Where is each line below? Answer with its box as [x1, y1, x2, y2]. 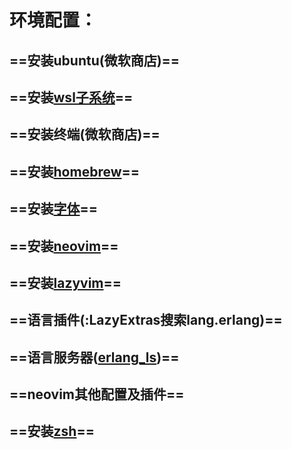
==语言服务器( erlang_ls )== [9, 349, 180, 366]
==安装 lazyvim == [9, 274, 122, 291]
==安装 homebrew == [9, 163, 141, 180]
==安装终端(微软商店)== [9, 126, 161, 143]
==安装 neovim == [9, 237, 119, 255]
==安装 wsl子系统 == [9, 89, 134, 106]
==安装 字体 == [9, 201, 99, 218]
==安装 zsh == [9, 423, 95, 440]
